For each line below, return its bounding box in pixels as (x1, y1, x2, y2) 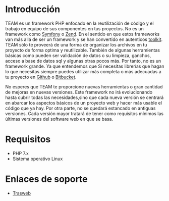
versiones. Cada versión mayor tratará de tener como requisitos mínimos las (5, 110, 164, 117)
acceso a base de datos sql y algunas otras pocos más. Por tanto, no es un (5, 58, 161, 64)
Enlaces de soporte (5, 173, 88, 185)
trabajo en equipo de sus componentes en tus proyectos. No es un (5, 25, 144, 31)
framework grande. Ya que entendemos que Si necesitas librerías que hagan (5, 63, 164, 69)
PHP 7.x (12, 150, 29, 156)
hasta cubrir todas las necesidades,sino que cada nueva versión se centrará (5, 94, 164, 100)
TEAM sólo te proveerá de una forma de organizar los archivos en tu (5, 41, 147, 47)
